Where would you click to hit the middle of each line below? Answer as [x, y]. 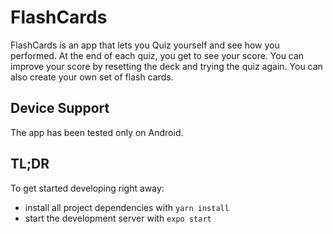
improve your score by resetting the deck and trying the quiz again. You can [166, 66]
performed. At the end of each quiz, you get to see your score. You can [157, 55]
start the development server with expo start [118, 218]
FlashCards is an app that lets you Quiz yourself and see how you [145, 45]
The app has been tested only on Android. [97, 132]
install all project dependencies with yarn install [127, 207]
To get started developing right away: [87, 188]
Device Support [60, 108]
